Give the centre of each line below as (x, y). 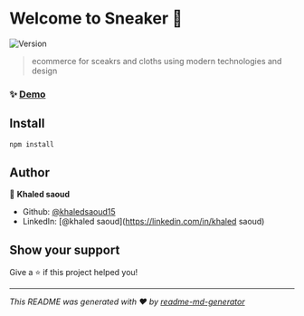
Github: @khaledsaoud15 (69, 212)
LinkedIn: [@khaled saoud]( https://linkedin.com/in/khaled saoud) (143, 222)
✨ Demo (28, 94)
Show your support (65, 249)
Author (29, 172)
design (44, 71)
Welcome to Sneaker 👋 (96, 19)
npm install (32, 144)
